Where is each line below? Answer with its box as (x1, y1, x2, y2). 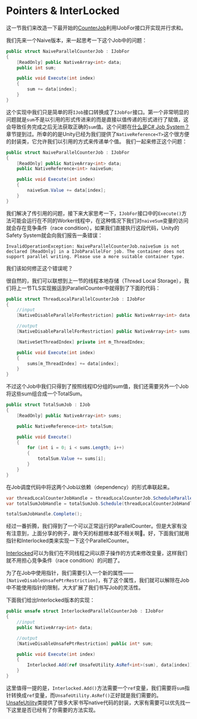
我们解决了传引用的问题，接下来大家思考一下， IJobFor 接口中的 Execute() (6, 209, 182, 216)
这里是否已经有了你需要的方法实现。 (11, 706, 98, 713)
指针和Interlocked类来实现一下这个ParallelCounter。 (6, 537, 133, 544)
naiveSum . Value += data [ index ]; (27, 188, 107, 194)
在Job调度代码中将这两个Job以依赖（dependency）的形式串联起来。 (6, 483, 173, 490)
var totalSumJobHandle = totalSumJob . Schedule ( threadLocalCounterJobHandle (6, 500, 195, 507)
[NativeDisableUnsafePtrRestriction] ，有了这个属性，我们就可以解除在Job (6, 576, 189, 584)
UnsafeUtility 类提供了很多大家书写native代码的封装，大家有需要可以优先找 (6, 699, 186, 706)
